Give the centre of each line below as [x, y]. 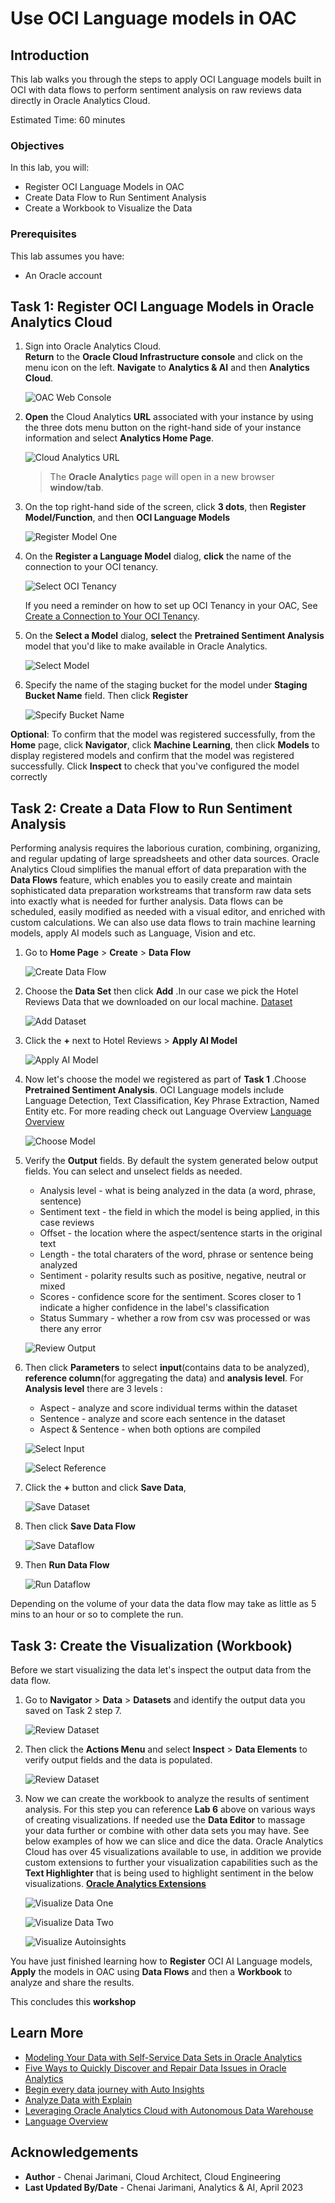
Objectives [37, 145]
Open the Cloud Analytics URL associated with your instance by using [169, 417]
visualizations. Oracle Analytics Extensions [115, 1884]
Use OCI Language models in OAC [153, 18]
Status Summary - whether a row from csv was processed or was [175, 1318]
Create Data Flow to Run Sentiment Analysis [115, 198]
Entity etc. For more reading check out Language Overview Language [168, 1111]
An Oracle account [63, 275]
